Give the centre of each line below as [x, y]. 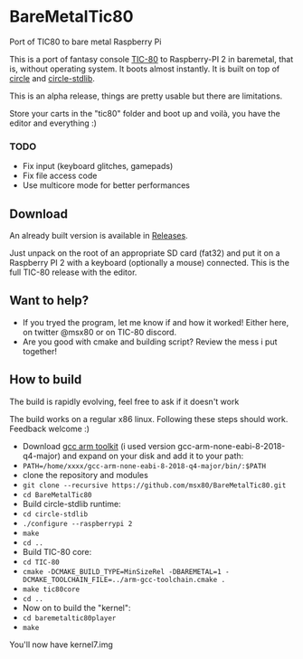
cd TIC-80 [41, 562]
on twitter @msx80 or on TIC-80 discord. [99, 332]
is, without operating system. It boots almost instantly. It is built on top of [145, 69]
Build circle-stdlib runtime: [71, 504]
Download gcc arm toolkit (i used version [99, 446]
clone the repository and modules [85, 475]
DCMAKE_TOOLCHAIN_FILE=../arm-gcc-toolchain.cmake [120, 579]
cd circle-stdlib [55, 514]
